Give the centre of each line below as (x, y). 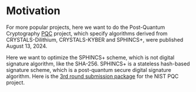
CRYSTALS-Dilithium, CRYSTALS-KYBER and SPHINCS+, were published (95, 40)
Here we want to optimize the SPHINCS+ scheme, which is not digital (90, 57)
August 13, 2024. (27, 46)
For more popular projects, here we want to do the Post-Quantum (86, 27)
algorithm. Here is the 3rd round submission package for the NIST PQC (92, 76)
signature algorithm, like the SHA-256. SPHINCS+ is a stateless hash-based (98, 64)
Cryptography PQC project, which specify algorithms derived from (87, 33)
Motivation (33, 11)
